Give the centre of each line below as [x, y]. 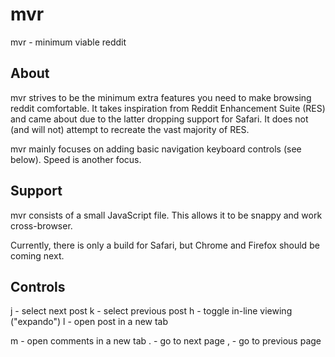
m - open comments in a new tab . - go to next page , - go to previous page [166, 341]
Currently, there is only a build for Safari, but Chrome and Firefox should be [165, 245]
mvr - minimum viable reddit [68, 42]
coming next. [37, 255]
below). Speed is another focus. [76, 159]
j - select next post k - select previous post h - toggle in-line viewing [151, 311]
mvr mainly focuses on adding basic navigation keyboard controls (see [156, 149]
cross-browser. [41, 225]
